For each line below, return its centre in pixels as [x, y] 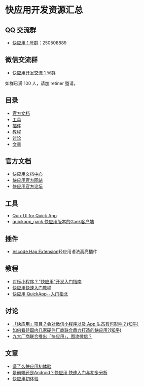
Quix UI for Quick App [35, 216]
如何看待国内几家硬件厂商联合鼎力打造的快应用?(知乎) [67, 330]
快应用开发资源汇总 [44, 10]
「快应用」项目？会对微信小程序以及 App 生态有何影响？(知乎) [75, 324]
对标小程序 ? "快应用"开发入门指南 [47, 281]
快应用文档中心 [27, 174]
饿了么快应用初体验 [32, 366]
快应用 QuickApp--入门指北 [40, 294]
